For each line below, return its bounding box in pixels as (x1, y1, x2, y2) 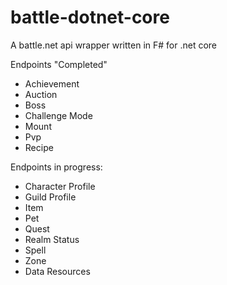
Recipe (24, 141, 54, 153)
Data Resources (24, 265, 91, 277)
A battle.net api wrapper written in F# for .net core (10, 39, 217, 51)
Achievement (24, 77, 80, 90)
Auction (24, 88, 58, 100)
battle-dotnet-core (10, 6, 170, 29)
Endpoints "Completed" (10, 58, 108, 70)
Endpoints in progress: (10, 161, 103, 173)
